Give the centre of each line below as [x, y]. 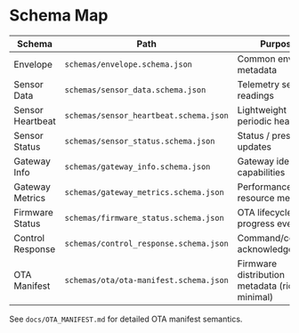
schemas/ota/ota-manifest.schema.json [147, 280]
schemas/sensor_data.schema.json [135, 89]
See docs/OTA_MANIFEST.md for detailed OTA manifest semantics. [126, 319]
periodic [255, 121]
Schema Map [59, 16]
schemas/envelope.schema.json [129, 64]
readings [255, 95]
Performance [264, 186]
